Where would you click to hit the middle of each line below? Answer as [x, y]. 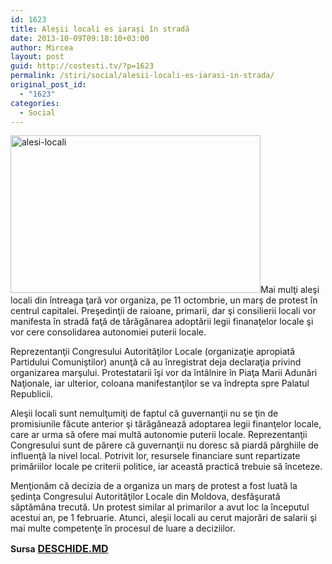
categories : [35, 103]
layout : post [37, 57]
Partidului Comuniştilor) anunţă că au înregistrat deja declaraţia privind [156, 362]
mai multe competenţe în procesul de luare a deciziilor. [123, 528]
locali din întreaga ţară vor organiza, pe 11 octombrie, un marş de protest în [164, 300]
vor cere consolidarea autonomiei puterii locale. [108, 332]
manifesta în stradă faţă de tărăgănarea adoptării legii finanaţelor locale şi [162, 322]
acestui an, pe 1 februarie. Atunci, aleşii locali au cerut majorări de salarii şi [163, 518]
